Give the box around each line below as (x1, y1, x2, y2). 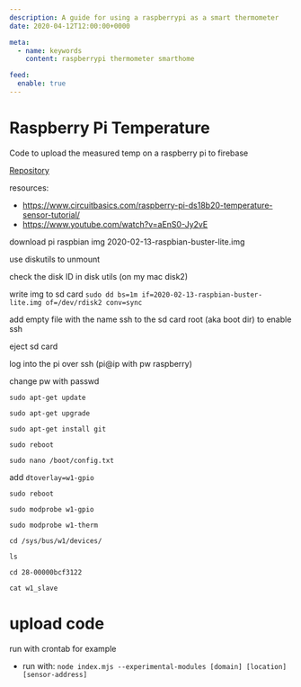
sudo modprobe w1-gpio (9, 504, 94, 513)
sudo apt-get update (9, 393, 87, 402)
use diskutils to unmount (9, 254, 101, 264)
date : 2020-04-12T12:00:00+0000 (9, 22, 130, 31)
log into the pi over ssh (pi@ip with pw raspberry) (9, 358, 193, 369)
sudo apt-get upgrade (9, 408, 91, 418)
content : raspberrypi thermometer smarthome (25, 55, 195, 64)
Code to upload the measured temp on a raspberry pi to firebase (9, 147, 249, 158)
